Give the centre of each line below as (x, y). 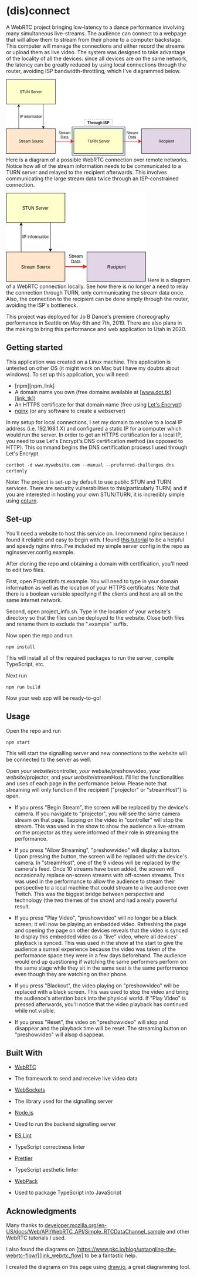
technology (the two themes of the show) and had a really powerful (96, 900)
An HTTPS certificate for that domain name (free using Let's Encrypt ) (98, 404)
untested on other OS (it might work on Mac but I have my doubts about (93, 368)
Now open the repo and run (39, 635)
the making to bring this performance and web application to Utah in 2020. (96, 329)
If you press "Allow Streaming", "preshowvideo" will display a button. (98, 850)
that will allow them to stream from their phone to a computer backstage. (94, 39)
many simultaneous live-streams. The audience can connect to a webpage (96, 33)
